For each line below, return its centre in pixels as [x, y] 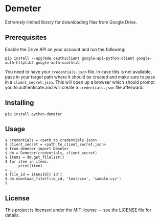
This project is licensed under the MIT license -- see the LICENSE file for [78, 210]
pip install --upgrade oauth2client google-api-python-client [70, 58]
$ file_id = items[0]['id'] [34, 174]
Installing [20, 103]
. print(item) [24, 166]
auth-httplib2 [20, 62]
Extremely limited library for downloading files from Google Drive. [71, 22]
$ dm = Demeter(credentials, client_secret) [51, 153]
